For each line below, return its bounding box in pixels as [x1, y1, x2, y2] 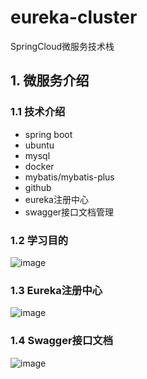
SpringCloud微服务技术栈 [10, 40, 115, 52]
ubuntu [24, 139, 55, 151]
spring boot [24, 128, 73, 140]
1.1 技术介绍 [10, 105, 66, 119]
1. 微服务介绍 [10, 72, 90, 90]
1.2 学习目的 [10, 233, 69, 247]
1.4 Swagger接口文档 [10, 334, 114, 348]
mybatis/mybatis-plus [24, 171, 115, 183]
